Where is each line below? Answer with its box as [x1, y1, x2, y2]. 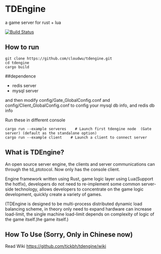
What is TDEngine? [5, 148, 64, 156]
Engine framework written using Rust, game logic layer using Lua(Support [5, 176, 154, 181]
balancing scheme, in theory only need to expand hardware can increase [5, 206, 152, 212]
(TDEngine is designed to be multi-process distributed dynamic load [5, 201, 142, 207]
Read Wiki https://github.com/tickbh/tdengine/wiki [5, 243, 106, 249]
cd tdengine [5, 60, 29, 65]
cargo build [5, 64, 29, 69]
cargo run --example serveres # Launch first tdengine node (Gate [5, 126, 152, 131]
